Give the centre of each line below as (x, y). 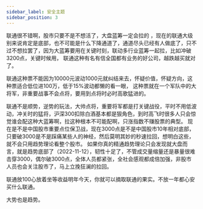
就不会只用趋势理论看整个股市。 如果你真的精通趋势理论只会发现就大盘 (94, 144)
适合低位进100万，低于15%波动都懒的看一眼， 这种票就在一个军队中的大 (107, 86)
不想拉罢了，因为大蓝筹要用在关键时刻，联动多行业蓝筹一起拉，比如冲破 (101, 50)
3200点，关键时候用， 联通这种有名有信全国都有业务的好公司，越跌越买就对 (101, 58)
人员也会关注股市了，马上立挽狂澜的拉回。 (59, 166)
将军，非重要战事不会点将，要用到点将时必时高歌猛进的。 (78, 93)
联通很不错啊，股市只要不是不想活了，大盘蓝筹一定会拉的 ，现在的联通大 (97, 35)
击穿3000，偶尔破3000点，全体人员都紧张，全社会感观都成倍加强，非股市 (99, 159)
